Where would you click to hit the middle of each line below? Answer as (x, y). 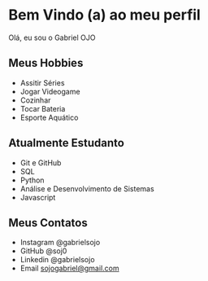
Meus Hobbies (46, 63)
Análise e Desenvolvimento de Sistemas (87, 188)
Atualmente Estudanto (66, 143)
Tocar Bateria (43, 108)
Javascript (38, 197)
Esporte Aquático (49, 117)
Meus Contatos (48, 223)
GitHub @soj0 (43, 251)
